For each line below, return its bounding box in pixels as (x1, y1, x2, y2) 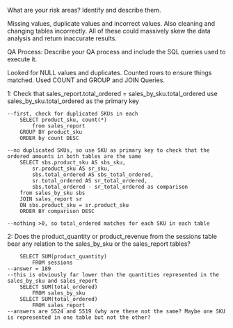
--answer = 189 (7, 265, 51, 272)
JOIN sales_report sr (19, 196, 82, 203)
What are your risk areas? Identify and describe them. (7, 6, 161, 14)
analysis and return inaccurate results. (7, 34, 117, 42)
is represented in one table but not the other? (7, 314, 151, 321)
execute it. (7, 55, 38, 63)
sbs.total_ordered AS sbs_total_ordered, (32, 171, 154, 178)
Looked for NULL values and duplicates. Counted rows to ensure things (7, 69, 212, 77)
